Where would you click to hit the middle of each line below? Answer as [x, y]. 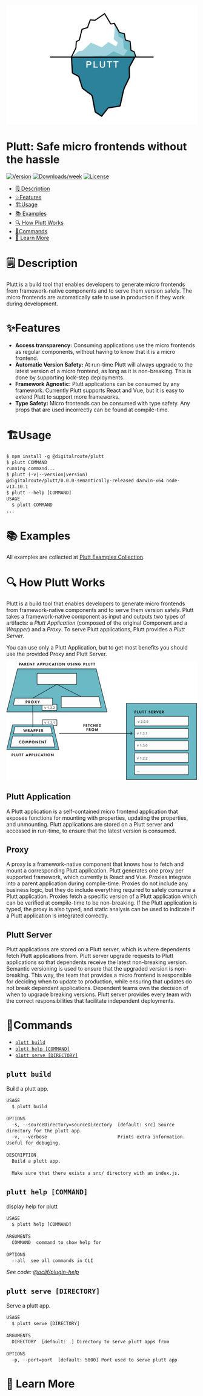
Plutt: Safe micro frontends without [97, 147]
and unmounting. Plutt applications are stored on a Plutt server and [90, 824]
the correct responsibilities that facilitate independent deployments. [91, 1001]
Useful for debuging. [34, 1143]
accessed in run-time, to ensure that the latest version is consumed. [92, 831]
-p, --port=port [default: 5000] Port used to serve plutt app [95, 1360]
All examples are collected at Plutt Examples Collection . [75, 557]
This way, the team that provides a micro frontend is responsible [111, 975]
